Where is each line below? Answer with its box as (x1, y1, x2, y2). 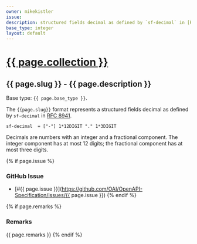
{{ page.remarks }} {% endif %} (6, 231, 83, 238)
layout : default (6, 30, 46, 36)
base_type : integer (6, 25, 54, 31)
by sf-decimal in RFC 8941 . (6, 112, 72, 119)
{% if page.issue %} (6, 158, 55, 165)
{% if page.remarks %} (6, 203, 62, 210)
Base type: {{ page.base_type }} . (6, 94, 88, 101)
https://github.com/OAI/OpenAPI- (61, 185, 142, 192)
